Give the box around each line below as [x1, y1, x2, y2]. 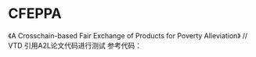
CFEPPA [8, 5, 63, 23]
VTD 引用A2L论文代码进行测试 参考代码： [8, 41, 142, 50]
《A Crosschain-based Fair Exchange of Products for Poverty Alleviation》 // [8, 30, 248, 40]
